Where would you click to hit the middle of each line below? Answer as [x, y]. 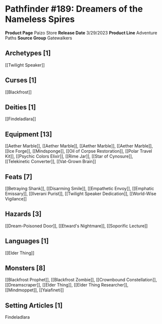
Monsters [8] [25, 268]
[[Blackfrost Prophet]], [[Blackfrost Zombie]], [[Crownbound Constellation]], [81, 280]
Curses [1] [21, 81]
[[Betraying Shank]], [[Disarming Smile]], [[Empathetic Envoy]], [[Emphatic [80, 189]
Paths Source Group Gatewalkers [39, 38]
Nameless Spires [40, 19]
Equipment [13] [28, 134]
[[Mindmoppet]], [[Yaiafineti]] [35, 290]
